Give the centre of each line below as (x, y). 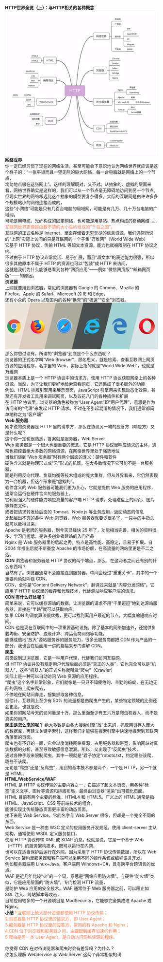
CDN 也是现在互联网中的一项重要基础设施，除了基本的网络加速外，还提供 (78, 627)
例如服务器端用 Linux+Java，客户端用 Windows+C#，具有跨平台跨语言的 (78, 864)
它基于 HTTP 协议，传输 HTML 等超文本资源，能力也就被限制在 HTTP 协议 (79, 245)
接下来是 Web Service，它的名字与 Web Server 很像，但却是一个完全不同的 (80, 815)
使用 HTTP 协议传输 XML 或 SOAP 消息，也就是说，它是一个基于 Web (74, 840)
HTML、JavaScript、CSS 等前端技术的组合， (50, 803)
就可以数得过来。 (22, 524)
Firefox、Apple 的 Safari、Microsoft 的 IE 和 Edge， (57, 294)
